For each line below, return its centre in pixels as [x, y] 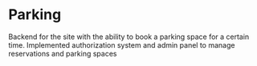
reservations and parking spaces [63, 53]
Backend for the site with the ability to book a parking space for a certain [129, 37]
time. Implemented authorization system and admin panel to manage [122, 45]
